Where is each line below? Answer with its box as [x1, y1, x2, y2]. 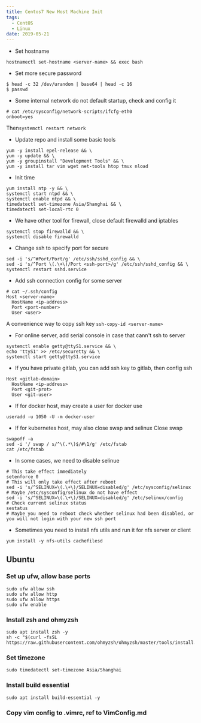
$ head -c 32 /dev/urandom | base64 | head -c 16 [6, 82, 133, 88]
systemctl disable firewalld [6, 234, 79, 240]
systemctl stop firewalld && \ [6, 229, 84, 235]
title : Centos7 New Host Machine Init [6, 8, 103, 15]
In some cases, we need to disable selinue [14, 457, 120, 464]
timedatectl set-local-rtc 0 [6, 206, 79, 213]
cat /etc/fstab [6, 446, 44, 453]
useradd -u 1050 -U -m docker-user [6, 414, 95, 420]
